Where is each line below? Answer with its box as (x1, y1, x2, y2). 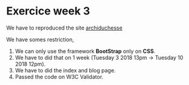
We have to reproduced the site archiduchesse (6, 24, 123, 31)
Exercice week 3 (6, 4, 91, 18)
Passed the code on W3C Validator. (14, 73, 104, 80)
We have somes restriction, (6, 36, 74, 43)
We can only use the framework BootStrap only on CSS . (14, 47, 156, 55)
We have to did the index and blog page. (14, 66, 116, 74)
